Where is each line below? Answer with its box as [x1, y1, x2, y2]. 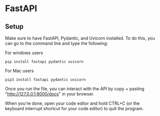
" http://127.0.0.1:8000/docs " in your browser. [5, 91, 95, 97]
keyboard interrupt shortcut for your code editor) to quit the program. [5, 106, 144, 111]
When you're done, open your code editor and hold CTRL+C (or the [5, 100, 140, 106]
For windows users [5, 50, 43, 56]
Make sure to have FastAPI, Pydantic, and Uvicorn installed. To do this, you [5, 35, 155, 41]
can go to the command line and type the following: [5, 40, 108, 46]
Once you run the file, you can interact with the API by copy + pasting [5, 86, 144, 92]
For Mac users [5, 68, 34, 74]
